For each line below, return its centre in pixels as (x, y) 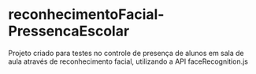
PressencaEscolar (69, 31)
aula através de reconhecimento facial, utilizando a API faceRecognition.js (128, 61)
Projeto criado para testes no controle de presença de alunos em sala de (126, 53)
